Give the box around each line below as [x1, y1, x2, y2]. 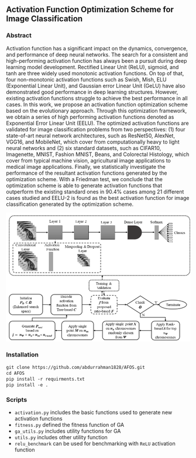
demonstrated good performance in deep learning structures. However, [6, 88, 178, 96]
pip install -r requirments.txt [6, 376, 85, 382]
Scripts [6, 396, 27, 404]
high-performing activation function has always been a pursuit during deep [6, 57, 187, 64]
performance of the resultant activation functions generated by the [6, 169, 167, 177]
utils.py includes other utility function [14, 434, 108, 441]
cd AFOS [6, 371, 25, 376]
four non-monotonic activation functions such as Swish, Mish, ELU [6, 76, 167, 83]
